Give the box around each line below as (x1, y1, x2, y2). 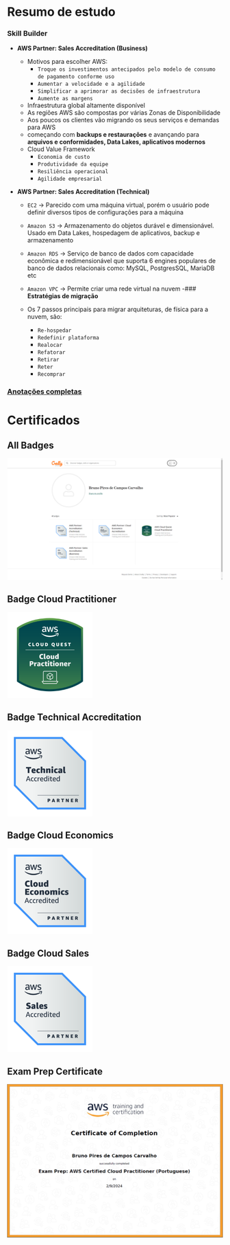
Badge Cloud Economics (7, 829, 114, 841)
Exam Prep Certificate (7, 1066, 103, 1077)
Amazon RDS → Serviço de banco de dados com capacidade (27, 249, 194, 258)
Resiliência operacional (37, 168, 109, 175)
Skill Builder (7, 29, 48, 38)
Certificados (7, 412, 80, 428)
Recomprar (37, 371, 66, 378)
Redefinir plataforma (37, 335, 99, 341)
